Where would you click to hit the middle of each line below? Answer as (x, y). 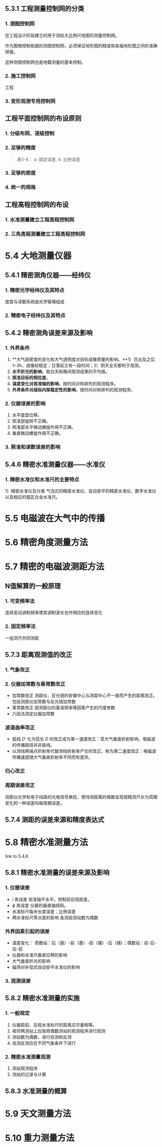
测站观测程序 (25, 1068)
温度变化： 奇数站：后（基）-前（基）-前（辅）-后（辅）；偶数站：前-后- (84, 943)
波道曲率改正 (20, 727)
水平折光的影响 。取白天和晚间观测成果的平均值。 (61, 371)
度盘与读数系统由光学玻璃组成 (35, 302)
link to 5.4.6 (17, 856)
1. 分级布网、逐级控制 (30, 134)
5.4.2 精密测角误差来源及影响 (49, 333)
